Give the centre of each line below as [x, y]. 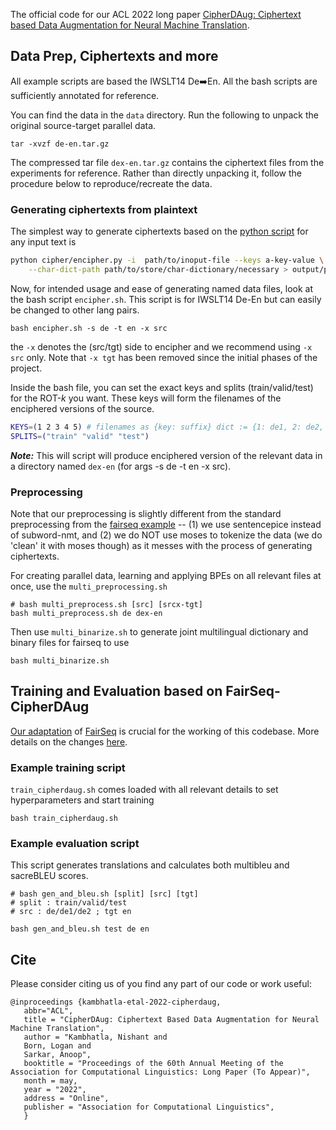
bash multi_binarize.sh [60, 660]
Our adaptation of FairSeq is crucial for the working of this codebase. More [165, 731]
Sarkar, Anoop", [57, 1055]
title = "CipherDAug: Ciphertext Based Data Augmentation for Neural [171, 1020]
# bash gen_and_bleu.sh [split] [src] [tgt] [104, 894]
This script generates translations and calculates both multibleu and [150, 865]
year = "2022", [55, 1090]
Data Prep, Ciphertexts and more [114, 56]
